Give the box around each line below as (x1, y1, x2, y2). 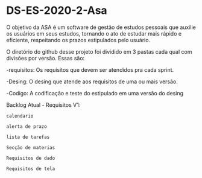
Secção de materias (6, 144, 55, 151)
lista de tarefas (6, 134, 50, 140)
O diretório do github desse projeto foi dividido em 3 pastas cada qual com (6, 48, 192, 55)
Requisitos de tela (6, 165, 55, 172)
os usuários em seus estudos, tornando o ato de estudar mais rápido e (6, 30, 182, 37)
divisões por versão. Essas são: (6, 54, 85, 62)
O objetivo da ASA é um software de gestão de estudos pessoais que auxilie (6, 24, 196, 31)
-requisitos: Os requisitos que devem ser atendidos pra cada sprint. (6, 66, 174, 73)
